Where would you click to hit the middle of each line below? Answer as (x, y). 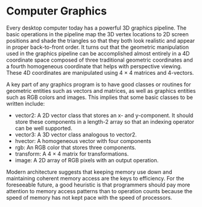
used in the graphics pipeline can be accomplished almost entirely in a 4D (98, 53)
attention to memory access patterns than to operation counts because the (99, 191)
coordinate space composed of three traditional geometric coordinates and (99, 60)
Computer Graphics (57, 11)
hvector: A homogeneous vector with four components (83, 141)
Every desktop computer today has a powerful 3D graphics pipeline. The (96, 28)
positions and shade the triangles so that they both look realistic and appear (100, 40)
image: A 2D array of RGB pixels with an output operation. (87, 160)
